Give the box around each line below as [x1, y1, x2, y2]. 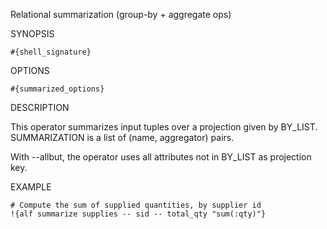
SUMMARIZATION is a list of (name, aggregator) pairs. [10, 132, 235, 143]
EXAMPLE [10, 181, 52, 193]
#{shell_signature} [10, 47, 92, 57]
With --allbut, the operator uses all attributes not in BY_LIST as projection [10, 151, 312, 163]
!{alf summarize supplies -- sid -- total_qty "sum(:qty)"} [10, 209, 267, 219]
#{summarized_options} [10, 84, 105, 94]
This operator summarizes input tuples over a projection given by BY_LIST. [10, 121, 318, 133]
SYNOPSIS [10, 28, 55, 39]
